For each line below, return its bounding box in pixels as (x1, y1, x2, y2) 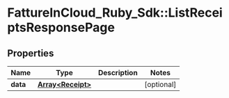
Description (97, 68, 138, 77)
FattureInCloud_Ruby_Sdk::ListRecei (7, 5, 223, 21)
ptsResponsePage (7, 19, 115, 35)
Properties (7, 47, 54, 59)
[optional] (144, 80, 177, 89)
